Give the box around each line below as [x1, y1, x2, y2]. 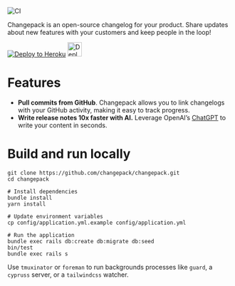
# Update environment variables [7, 213, 103, 220]
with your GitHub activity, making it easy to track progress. [17, 105, 190, 114]
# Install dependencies [7, 188, 78, 195]
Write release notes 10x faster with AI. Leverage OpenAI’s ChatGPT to [17, 113, 226, 122]
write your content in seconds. [17, 121, 108, 129]
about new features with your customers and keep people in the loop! [7, 28, 211, 36]
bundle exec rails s [7, 250, 69, 258]
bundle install [7, 194, 53, 201]
